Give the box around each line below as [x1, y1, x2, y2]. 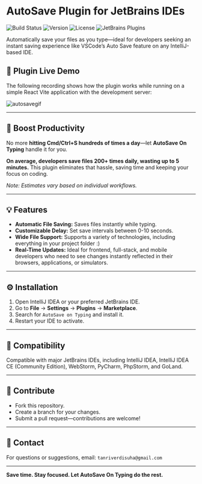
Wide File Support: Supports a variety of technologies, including [14, 234, 176, 241]
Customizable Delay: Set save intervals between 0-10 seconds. [14, 227, 174, 234]
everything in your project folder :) [14, 240, 100, 247]
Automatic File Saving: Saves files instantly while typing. [14, 221, 157, 228]
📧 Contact [6, 438, 44, 448]
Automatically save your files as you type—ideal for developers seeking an [6, 36, 191, 43]
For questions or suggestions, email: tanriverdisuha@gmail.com [6, 453, 162, 461]
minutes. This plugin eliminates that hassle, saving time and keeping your [6, 164, 189, 171]
